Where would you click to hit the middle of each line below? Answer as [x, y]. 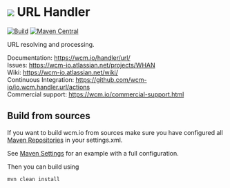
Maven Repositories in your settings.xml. [65, 140]
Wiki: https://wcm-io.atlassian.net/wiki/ [63, 72]
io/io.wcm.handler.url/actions [49, 87]
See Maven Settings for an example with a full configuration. [93, 153]
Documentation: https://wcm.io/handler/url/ [69, 58]
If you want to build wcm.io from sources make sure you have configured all [115, 132]
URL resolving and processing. [51, 44]
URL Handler [54, 12]
